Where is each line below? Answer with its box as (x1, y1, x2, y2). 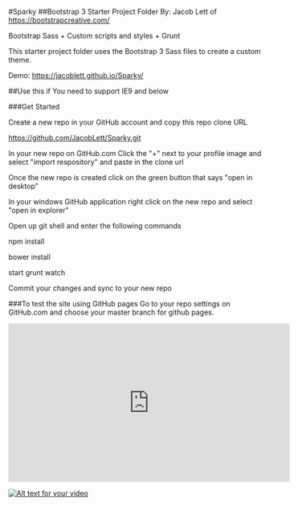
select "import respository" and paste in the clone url (8, 157, 184, 167)
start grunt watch (8, 268, 66, 277)
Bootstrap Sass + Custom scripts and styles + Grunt (8, 31, 181, 40)
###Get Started (8, 102, 60, 111)
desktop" (8, 181, 39, 191)
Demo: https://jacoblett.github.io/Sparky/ (8, 71, 144, 80)
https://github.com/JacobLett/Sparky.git (8, 133, 141, 142)
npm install (8, 237, 45, 246)
